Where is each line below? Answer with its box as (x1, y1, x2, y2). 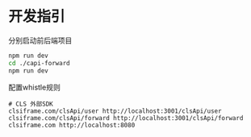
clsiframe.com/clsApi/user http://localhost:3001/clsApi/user (8, 106, 222, 115)
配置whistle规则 (8, 82, 61, 92)
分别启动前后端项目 (8, 35, 73, 45)
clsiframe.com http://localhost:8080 (8, 121, 136, 129)
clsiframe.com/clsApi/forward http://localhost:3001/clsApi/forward (8, 114, 244, 122)
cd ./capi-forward (8, 59, 70, 67)
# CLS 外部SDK (8, 100, 54, 108)
